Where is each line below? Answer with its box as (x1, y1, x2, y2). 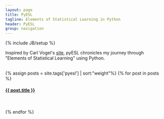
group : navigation (5, 26, 44, 31)
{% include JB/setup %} (5, 40, 56, 46)
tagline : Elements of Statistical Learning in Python (5, 17, 121, 22)
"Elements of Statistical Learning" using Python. (5, 55, 105, 61)
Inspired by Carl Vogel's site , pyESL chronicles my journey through (5, 50, 144, 56)
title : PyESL (5, 12, 33, 17)
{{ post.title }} (5, 87, 35, 93)
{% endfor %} (5, 109, 34, 115)
